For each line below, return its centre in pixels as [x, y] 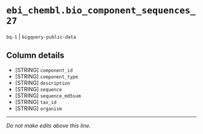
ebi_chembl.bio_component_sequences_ [101, 11]
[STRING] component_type [47, 76]
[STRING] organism [38, 108]
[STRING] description [43, 82]
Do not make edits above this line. [49, 126]
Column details [35, 56]
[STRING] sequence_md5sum [48, 96]
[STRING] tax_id [36, 102]
